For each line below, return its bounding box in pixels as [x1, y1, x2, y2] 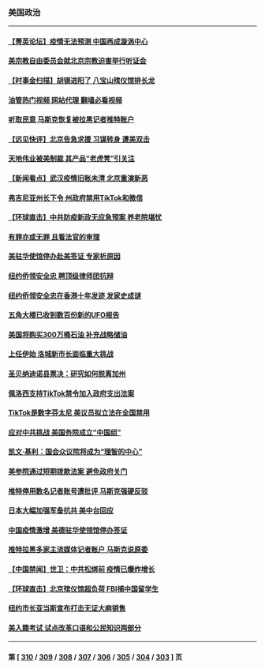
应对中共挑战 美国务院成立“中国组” [8, 427, 121, 437]
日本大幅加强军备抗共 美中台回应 [8, 506, 114, 515]
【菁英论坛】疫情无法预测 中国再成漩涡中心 [8, 36, 148, 46]
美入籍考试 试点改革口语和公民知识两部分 [8, 622, 142, 633]
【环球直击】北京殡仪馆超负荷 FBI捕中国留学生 [8, 584, 159, 593]
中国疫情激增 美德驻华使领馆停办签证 [8, 525, 128, 535]
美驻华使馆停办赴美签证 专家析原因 [8, 251, 121, 261]
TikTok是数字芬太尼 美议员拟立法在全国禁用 [8, 408, 150, 418]
